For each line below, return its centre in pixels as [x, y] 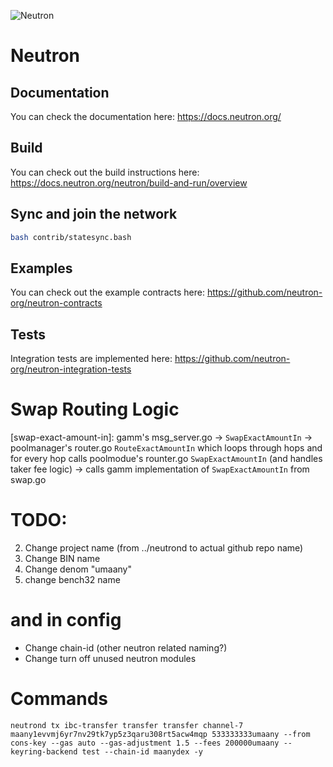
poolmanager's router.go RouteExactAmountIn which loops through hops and [166, 448]
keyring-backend [44, 751]
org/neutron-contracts [56, 303]
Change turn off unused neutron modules [110, 658]
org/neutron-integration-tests [71, 369]
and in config [66, 620]
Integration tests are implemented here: [91, 359]
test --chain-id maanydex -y [142, 751]
